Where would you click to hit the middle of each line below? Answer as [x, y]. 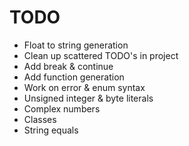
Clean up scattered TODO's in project [101, 55]
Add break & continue [68, 66]
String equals [51, 130]
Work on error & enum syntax [84, 87]
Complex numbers [62, 108]
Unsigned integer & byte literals [88, 98]
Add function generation [74, 77]
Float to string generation [76, 45]
